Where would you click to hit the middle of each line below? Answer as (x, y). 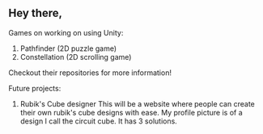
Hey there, (36, 13)
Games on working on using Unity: (66, 32)
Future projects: (35, 88)
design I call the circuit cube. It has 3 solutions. (99, 121)
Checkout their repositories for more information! (90, 73)
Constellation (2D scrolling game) (76, 57)
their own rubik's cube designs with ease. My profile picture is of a (131, 112)
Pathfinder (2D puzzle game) (68, 48)
